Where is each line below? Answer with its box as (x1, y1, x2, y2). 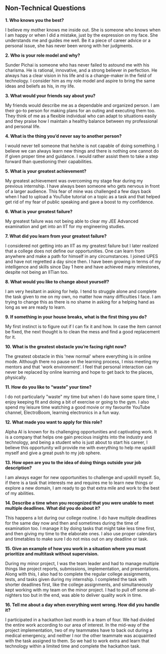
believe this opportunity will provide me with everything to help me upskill (5, 444, 156, 450)
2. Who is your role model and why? (5, 52, 80, 58)
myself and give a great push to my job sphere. (5, 450, 102, 456)
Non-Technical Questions (5, 4, 86, 12)
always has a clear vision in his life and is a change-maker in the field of (5, 72, 152, 79)
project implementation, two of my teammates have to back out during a (5, 627, 153, 633)
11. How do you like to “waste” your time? (5, 384, 92, 390)
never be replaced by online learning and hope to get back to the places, (5, 369, 154, 375)
